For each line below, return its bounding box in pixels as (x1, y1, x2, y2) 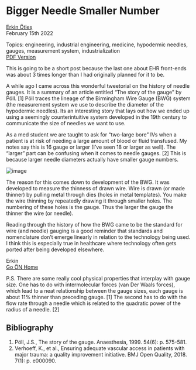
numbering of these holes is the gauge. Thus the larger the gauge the (6, 203, 174, 210)
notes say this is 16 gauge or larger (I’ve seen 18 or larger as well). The (6, 143, 176, 150)
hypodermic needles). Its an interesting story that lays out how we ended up (6, 107, 190, 114)
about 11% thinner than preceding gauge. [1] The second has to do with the (6, 293, 187, 300)
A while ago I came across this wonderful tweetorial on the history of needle (6, 82, 190, 89)
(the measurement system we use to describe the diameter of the (6, 101, 164, 108)
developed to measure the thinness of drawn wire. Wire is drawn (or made (6, 184, 185, 191)
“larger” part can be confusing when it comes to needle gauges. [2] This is (6, 149, 186, 156)
